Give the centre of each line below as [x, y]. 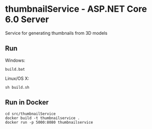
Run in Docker [27, 102]
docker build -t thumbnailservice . [42, 118]
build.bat [15, 69]
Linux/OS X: [17, 78]
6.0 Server [27, 19]
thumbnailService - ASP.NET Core [76, 9]
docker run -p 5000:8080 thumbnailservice [49, 122]
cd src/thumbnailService [30, 114]
